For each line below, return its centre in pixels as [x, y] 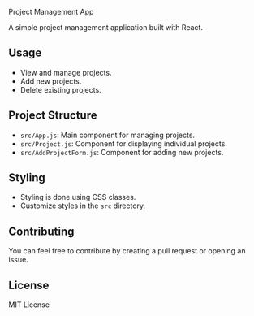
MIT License [29, 305]
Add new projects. [51, 81]
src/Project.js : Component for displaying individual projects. [123, 143]
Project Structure [53, 116]
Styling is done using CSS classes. [78, 197]
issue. [18, 260]
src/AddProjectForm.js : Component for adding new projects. [122, 152]
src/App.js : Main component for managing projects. [108, 135]
